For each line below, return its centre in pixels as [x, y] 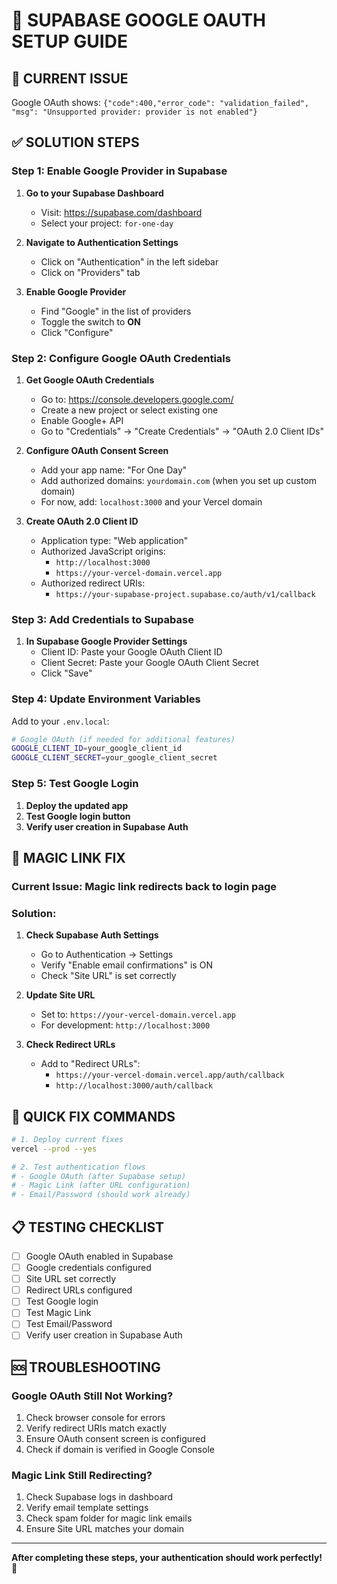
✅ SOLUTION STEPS [75, 142]
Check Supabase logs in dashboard [99, 1497]
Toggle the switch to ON [90, 321]
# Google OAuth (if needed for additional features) [123, 739]
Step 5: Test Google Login [75, 784]
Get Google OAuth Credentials [90, 380]
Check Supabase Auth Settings [92, 935]
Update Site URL [60, 995]
